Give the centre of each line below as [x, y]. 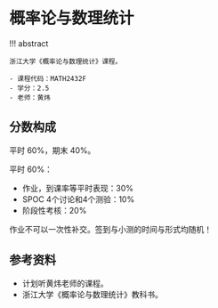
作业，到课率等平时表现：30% [78, 188]
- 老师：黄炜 [30, 97]
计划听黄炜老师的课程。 [65, 283]
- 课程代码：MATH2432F [48, 78]
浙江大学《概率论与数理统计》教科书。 [92, 294]
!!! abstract [29, 43]
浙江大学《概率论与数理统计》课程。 [66, 61]
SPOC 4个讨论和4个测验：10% [78, 199]
